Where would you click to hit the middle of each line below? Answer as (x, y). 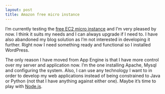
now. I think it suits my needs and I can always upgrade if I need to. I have (81, 34)
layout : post (19, 10)
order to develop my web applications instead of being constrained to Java (83, 75)
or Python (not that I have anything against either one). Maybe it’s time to (81, 81)
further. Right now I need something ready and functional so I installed (78, 44)
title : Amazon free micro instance (43, 14)
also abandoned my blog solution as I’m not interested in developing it (78, 39)
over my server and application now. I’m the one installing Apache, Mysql (81, 65)
